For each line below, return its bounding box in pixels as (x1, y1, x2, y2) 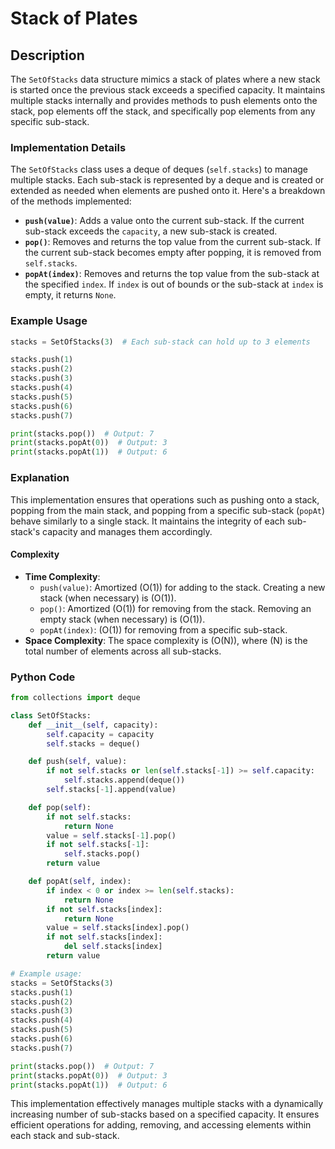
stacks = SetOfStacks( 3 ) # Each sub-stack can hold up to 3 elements (10, 337, 311, 347)
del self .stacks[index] (63, 942, 163, 952)
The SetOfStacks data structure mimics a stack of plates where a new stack (10, 73, 321, 85)
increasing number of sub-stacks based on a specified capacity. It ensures (10, 1108, 320, 1121)
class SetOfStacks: (10, 710, 92, 721)
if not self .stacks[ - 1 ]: (46, 840, 150, 850)
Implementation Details (10, 140, 127, 154)
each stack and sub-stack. (10, 1130, 120, 1142)
